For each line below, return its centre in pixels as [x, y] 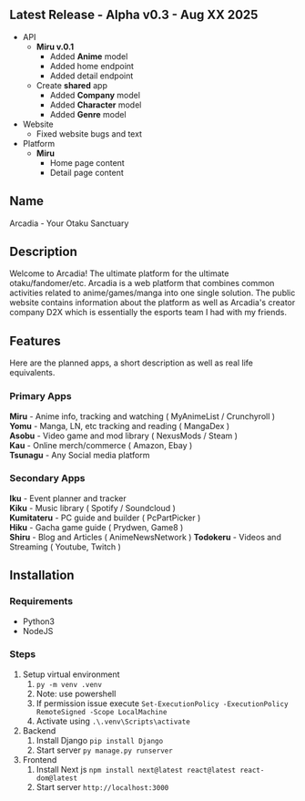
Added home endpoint [92, 66]
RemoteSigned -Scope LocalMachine [102, 712]
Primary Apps [41, 396]
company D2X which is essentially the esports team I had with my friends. [148, 313]
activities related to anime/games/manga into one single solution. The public [152, 293]
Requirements [41, 601]
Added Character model [96, 105]
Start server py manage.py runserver [104, 750]
